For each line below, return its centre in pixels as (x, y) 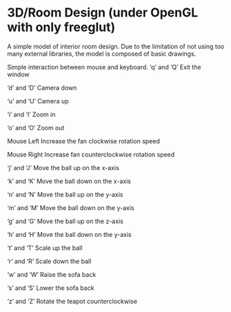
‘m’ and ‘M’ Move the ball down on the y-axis (71, 207)
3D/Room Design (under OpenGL (103, 13)
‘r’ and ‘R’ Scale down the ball (49, 261)
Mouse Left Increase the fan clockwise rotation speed (83, 141)
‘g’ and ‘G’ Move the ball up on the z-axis (66, 221)
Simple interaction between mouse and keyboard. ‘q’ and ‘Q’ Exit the (104, 67)
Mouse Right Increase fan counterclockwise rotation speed (91, 154)
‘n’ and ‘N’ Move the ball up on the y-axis (65, 194)
